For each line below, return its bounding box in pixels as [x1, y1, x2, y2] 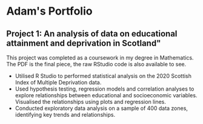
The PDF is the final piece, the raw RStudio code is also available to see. [6, 61, 187, 67]
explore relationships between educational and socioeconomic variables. [15, 92, 198, 98]
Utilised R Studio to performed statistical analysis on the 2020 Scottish [15, 72, 192, 80]
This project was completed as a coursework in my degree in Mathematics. [6, 54, 194, 61]
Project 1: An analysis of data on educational [6, 29, 178, 39]
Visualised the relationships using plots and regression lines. [15, 98, 167, 105]
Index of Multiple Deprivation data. [15, 79, 102, 86]
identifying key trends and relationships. [15, 111, 116, 118]
